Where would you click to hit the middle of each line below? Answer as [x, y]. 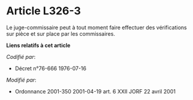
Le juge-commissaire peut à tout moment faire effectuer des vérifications [96, 27]
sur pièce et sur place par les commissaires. [61, 33]
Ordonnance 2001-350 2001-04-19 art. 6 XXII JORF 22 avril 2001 [95, 91]
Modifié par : [22, 80]
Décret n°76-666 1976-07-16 [51, 68]
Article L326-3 [43, 11]
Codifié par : [21, 57]
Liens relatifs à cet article [38, 45]
